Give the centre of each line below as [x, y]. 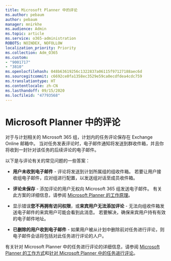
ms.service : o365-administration [41, 39]
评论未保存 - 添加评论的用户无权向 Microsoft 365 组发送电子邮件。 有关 [87, 189]
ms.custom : [17, 57]
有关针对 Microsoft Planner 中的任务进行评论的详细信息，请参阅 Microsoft [82, 247]
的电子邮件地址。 [31, 219]
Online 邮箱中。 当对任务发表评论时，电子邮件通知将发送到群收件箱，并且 [82, 144]
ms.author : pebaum [25, 15]
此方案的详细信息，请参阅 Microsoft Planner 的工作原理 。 [73, 195]
